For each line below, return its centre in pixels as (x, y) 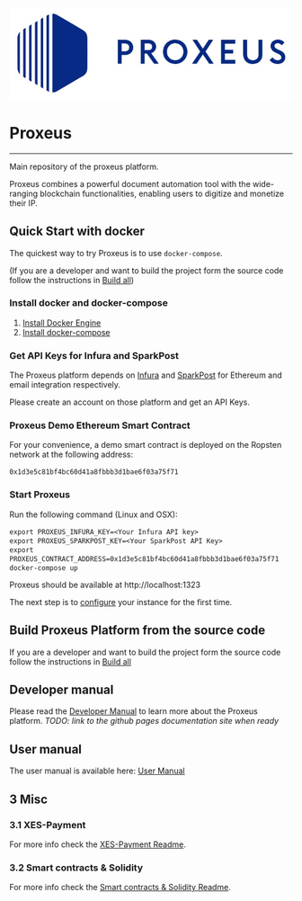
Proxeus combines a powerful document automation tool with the (130, 183)
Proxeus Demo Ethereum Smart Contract (100, 425)
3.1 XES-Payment (48, 825)
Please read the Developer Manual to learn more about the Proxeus (134, 711)
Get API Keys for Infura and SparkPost (94, 355)
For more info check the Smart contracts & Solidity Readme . (120, 888)
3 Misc (28, 799)
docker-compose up (44, 568)
